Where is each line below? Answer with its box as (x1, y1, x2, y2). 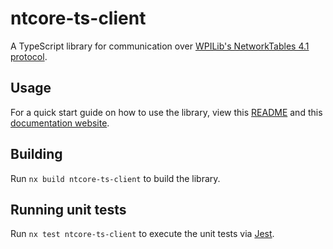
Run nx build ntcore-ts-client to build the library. (10, 172, 221, 184)
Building (10, 146, 63, 163)
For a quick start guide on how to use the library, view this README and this (10, 106, 323, 118)
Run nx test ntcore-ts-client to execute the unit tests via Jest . (10, 228, 275, 240)
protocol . (10, 50, 48, 62)
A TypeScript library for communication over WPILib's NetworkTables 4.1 (10, 40, 310, 52)
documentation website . (10, 117, 110, 129)
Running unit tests (10, 201, 127, 218)
